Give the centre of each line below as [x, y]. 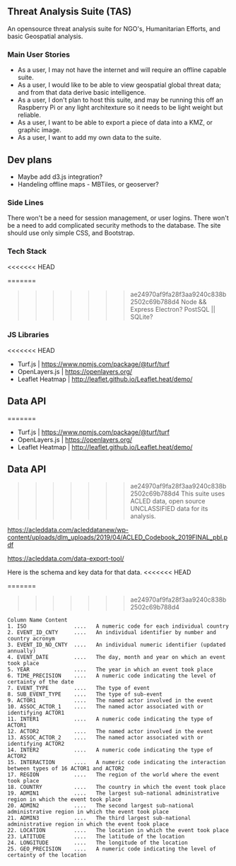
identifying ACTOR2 [36, 744]
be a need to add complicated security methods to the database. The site [114, 226]
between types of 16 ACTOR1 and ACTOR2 [66, 769]
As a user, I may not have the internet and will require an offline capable [122, 70]
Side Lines [25, 202]
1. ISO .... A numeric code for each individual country [118, 626]
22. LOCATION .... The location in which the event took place [118, 831]
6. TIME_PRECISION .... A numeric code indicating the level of [112, 676]
